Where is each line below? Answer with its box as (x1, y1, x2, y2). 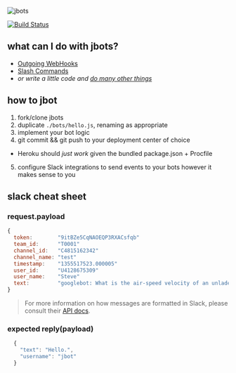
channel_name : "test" (13, 254, 77, 261)
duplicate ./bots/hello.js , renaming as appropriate (17, 120, 169, 129)
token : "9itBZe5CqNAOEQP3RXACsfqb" (13, 234, 140, 242)
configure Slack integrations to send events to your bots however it (17, 162, 212, 171)
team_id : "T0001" (13, 241, 80, 248)
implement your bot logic (17, 128, 90, 136)
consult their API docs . (24, 306, 91, 315)
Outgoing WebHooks (17, 59, 79, 67)
